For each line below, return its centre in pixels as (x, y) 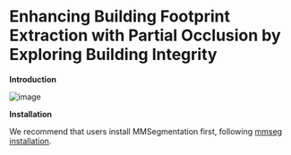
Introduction (33, 79)
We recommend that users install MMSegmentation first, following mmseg (146, 131)
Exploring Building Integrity (113, 55)
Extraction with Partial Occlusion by (145, 35)
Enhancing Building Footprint (120, 17)
